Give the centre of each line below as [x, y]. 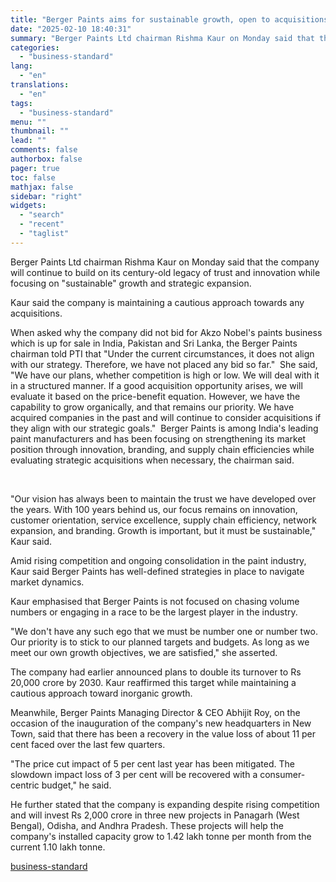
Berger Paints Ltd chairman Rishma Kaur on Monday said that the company [165, 262]
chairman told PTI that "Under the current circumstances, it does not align [162, 353]
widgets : [28, 206]
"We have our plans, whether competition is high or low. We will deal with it [165, 375]
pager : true [35, 168]
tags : [21, 103]
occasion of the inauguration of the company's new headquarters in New [161, 723]
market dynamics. [47, 582]
